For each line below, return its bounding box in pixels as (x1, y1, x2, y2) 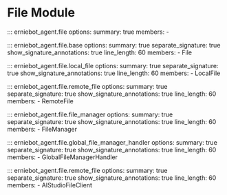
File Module (7, 5, 76, 21)
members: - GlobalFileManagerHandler (7, 153, 118, 161)
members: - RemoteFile (7, 96, 74, 105)
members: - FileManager (7, 125, 78, 133)
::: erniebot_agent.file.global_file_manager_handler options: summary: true (7, 138, 218, 146)
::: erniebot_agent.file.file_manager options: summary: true (7, 110, 173, 119)
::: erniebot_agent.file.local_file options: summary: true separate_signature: (7, 61, 219, 70)
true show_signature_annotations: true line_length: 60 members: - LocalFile (7, 69, 221, 77)
